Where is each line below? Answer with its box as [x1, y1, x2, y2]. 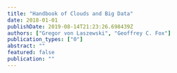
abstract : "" [7, 42, 46, 49]
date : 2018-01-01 [7, 17, 58, 24]
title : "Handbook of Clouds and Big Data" [7, 10, 133, 17]
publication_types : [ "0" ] [7, 36, 83, 43]
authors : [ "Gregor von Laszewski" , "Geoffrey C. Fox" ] [7, 29, 171, 37]
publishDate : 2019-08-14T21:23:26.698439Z [7, 23, 133, 30]
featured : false [7, 49, 55, 56]
